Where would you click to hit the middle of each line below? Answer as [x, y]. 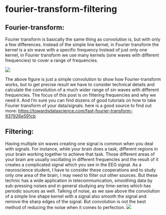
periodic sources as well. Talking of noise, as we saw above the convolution [83, 191]
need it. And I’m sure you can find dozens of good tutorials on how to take [81, 100]
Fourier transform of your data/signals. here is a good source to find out [79, 106]
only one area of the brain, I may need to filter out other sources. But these [81, 175]
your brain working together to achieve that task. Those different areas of [80, 154]
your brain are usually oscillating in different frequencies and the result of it [82, 159]
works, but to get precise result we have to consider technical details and [80, 84]
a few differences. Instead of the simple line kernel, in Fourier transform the [82, 45]
